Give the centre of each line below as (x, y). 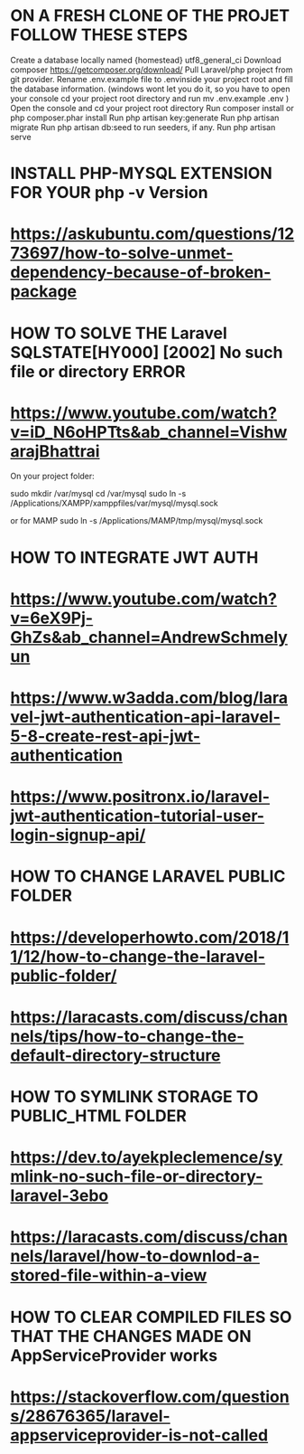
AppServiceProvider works (114, 1355)
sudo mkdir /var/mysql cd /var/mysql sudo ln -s (98, 494)
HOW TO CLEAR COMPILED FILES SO (151, 1317)
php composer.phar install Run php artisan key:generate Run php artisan (145, 118)
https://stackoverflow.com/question (150, 1397)
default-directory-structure (115, 1055)
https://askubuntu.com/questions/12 (152, 234)
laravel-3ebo (60, 1196)
